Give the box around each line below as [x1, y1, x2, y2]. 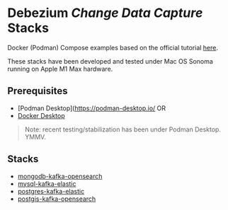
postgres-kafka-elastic [17, 187, 85, 195]
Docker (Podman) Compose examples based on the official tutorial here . [7, 43, 218, 52]
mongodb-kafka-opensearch [17, 172, 103, 180]
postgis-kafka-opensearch [17, 194, 96, 203]
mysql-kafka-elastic [17, 179, 76, 188]
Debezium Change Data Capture [7, 5, 203, 21]
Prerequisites [7, 85, 68, 97]
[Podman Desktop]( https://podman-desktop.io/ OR [17, 104, 166, 112]
